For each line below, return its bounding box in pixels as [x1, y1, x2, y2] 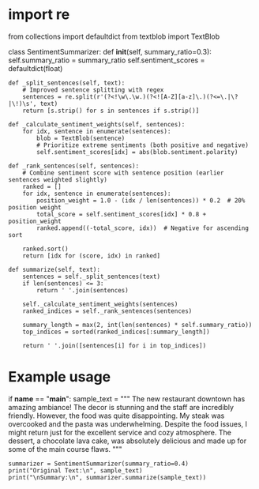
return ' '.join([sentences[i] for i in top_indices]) [22, 341, 207, 349]
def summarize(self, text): [8, 265, 101, 273]
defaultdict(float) [8, 63, 63, 73]
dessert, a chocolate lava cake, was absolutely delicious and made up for [8, 436, 247, 446]
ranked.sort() [22, 245, 69, 253]
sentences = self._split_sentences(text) [22, 273, 160, 280]
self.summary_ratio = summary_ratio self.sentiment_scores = [8, 55, 205, 65]
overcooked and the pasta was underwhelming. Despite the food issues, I [8, 419, 247, 428]
